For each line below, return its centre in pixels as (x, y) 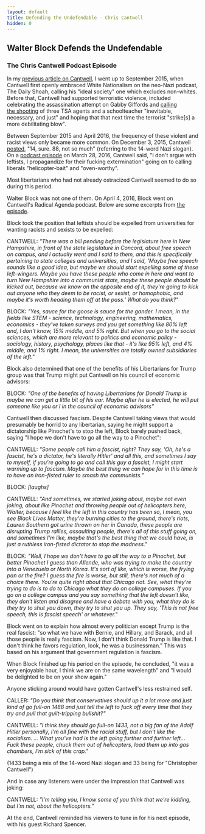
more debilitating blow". (36, 124)
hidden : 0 (19, 23)
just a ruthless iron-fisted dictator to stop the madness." (77, 544)
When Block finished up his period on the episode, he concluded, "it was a (100, 664)
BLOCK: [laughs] (28, 487)
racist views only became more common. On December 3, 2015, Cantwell (99, 142)
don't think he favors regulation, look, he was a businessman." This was (97, 646)
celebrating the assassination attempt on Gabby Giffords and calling (92, 105)
